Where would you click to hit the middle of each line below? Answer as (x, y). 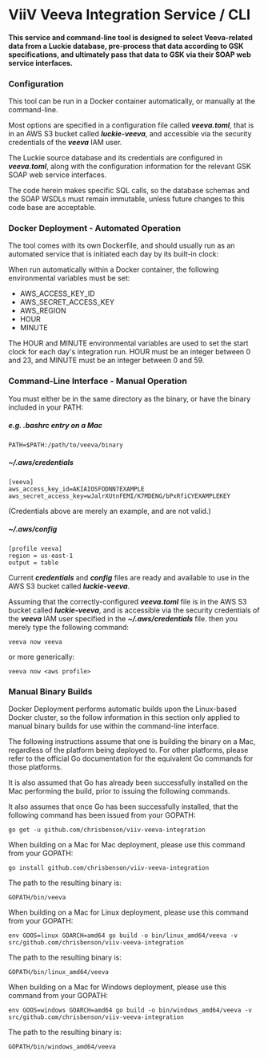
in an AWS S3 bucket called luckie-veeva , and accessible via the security (130, 134)
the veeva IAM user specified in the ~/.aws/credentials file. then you (123, 618)
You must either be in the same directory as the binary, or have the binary (130, 398)
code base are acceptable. (52, 208)
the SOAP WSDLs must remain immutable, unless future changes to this (127, 199)
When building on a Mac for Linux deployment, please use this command (129, 912)
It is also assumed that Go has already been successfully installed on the (128, 782)
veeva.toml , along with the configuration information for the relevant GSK (130, 167)
